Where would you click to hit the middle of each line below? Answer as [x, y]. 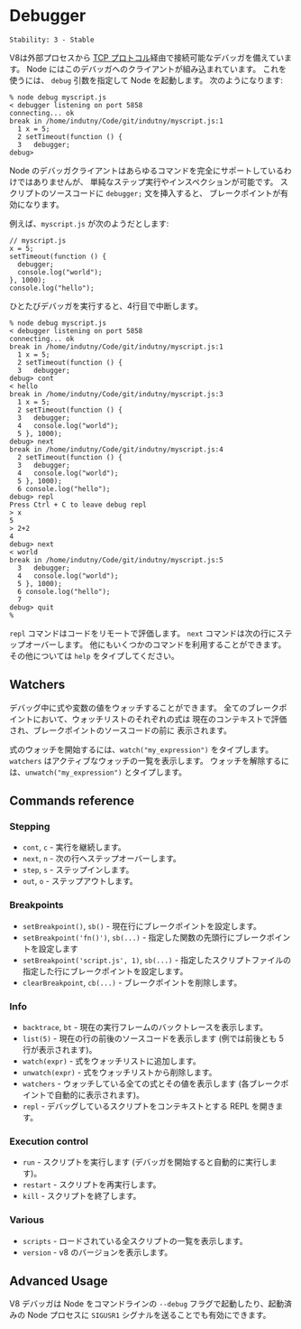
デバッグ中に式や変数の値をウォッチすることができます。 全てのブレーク [144, 707]
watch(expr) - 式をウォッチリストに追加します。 [111, 1061]
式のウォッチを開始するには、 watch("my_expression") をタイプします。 [141, 749]
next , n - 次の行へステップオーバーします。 [102, 859]
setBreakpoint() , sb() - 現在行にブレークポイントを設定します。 [141, 925]
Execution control [49, 1141]
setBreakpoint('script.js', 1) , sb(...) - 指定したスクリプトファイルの [156, 960]
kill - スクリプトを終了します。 [82, 1196]
